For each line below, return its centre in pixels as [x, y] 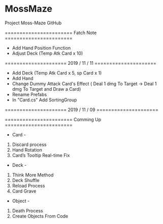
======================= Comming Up [53, 119]
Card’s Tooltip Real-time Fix [41, 155]
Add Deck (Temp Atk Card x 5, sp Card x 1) [57, 73]
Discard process [29, 144]
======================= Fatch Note [51, 32]
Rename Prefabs [29, 94]
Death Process [28, 210]
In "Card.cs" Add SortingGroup [44, 100]
